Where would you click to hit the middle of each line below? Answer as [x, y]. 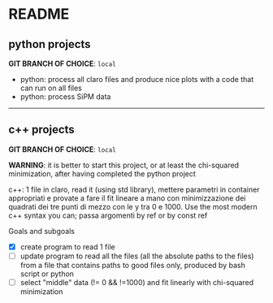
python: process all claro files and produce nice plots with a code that [137, 79]
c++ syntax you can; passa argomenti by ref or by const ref [108, 215]
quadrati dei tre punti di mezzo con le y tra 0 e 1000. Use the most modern [133, 206]
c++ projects [41, 130]
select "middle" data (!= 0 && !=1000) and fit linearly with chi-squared [137, 282]
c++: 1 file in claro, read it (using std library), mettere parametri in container [134, 189]
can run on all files [51, 88]
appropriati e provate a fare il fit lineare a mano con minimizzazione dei [127, 198]
